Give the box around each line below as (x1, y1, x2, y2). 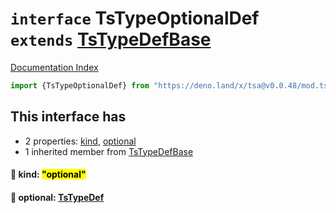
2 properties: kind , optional (24, 135, 137, 147)
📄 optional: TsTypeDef (10, 191, 105, 203)
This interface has (10, 108, 127, 126)
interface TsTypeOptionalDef (10, 7, 260, 30)
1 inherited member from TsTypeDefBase (24, 145, 194, 157)
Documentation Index (10, 61, 99, 73)
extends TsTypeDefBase (10, 28, 212, 51)
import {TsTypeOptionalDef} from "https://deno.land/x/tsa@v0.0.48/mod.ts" (10, 80, 333, 91)
